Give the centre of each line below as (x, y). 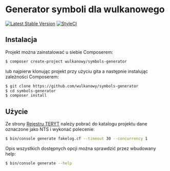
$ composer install (26, 96)
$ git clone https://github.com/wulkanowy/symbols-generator (72, 86)
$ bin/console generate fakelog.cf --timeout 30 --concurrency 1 (76, 139)
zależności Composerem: (32, 77)
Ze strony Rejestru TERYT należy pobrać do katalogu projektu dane (76, 124)
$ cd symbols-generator (31, 91)
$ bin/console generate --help (39, 163)
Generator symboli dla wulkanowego (85, 9)
